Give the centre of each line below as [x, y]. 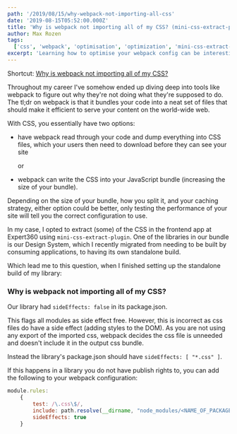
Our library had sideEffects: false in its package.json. [87, 307]
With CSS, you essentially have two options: [71, 123]
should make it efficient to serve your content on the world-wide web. [109, 110]
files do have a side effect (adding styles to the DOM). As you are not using [116, 328]
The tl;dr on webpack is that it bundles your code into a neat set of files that [117, 102]
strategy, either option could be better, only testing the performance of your [117, 208]
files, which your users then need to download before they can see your [122, 144]
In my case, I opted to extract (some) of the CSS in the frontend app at [109, 229]
